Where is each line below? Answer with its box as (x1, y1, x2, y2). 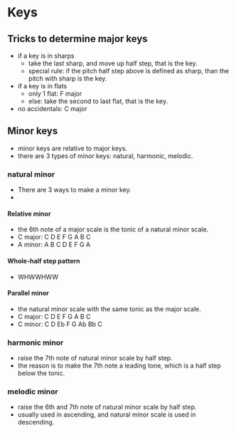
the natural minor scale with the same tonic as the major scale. (17, 304, 201, 313)
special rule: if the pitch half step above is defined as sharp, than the (28, 67, 230, 75)
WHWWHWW (17, 272, 59, 281)
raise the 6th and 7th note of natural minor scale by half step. (17, 403, 197, 412)
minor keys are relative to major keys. (17, 144, 128, 152)
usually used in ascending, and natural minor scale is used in (17, 410, 196, 419)
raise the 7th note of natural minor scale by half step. (17, 354, 173, 362)
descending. (17, 418, 55, 427)
